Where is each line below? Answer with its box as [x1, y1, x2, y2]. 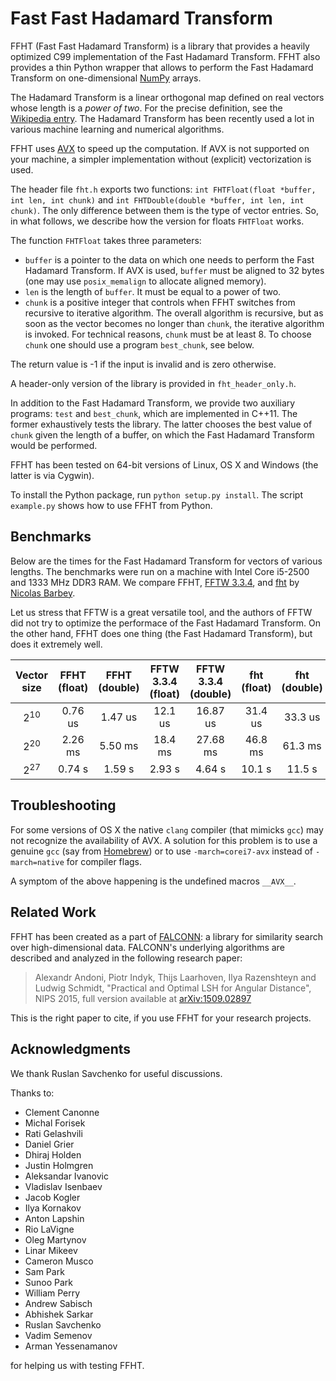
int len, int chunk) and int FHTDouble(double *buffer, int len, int [10, 193, 305, 206]
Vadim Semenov [24, 1329, 93, 1341]
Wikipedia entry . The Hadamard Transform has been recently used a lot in [10, 112, 315, 124]
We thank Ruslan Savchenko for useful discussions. [10, 1067, 223, 1079]
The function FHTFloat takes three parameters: [10, 234, 202, 246]
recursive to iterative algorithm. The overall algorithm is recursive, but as [24, 307, 324, 319]
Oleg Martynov [24, 1233, 87, 1246]
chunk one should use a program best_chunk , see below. [24, 338, 255, 351]
